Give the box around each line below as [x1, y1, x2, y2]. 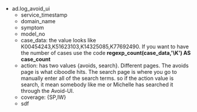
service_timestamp [20, 11, 67, 18]
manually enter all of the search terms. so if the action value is [20, 74, 174, 82]
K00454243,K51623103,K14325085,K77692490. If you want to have [20, 43, 189, 50]
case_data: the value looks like [20, 37, 97, 43]
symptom [20, 24, 44, 31]
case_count [20, 56, 51, 63]
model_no [20, 30, 45, 38]
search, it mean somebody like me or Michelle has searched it [20, 81, 174, 88]
